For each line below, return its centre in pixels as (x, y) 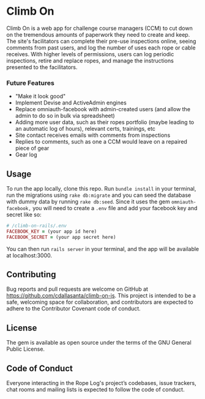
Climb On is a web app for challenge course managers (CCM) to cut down (99, 28)
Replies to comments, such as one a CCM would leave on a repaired (101, 142)
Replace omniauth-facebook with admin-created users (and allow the (103, 109)
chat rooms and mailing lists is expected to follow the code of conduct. (95, 390)
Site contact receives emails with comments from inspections (93, 135)
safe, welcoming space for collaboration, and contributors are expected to (100, 302)
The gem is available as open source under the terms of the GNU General (99, 343)
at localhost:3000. (29, 255)
